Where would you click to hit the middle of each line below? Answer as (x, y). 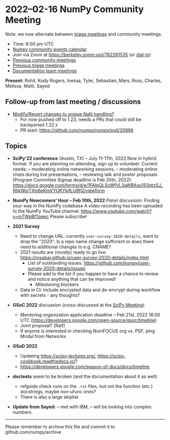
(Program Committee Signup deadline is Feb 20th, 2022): (72, 180)
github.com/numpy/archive (33, 432)
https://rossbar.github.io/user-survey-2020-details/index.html (84, 257)
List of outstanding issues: (55, 263)
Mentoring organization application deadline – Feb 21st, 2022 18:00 (90, 315)
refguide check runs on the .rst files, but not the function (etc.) (86, 386)
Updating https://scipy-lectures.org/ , (58, 356)
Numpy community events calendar (50, 49)
